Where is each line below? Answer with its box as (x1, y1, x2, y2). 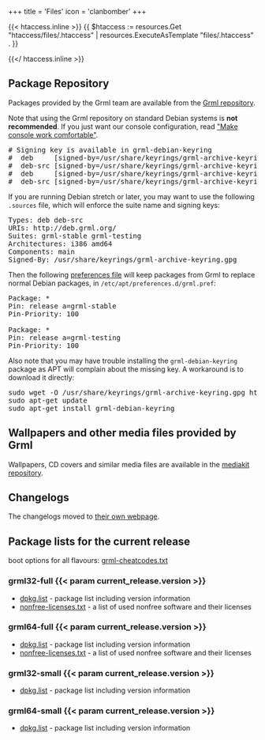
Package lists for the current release (8, 534, 191, 548)
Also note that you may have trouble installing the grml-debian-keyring (8, 356, 238, 365)
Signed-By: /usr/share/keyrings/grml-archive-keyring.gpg (8, 255, 237, 264)
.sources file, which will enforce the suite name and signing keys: (8, 200, 221, 210)
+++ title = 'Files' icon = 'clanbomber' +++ (8, 7, 147, 16)
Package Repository (8, 77, 110, 90)
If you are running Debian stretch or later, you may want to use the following (8, 191, 255, 201)
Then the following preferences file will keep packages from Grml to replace (8, 270, 256, 279)
